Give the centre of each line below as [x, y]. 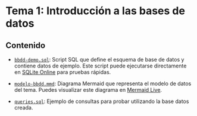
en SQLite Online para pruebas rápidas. [62, 72]
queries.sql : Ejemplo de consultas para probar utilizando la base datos [101, 101]
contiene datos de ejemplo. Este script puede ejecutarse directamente [100, 66]
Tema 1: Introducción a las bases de [96, 11]
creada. [24, 107]
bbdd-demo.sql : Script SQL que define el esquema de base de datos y [99, 59]
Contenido [26, 45]
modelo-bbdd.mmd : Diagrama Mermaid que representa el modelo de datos [103, 83]
